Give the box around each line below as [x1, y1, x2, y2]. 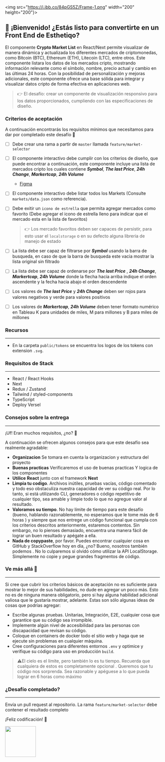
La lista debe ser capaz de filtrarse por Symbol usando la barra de [12, 248, 147, 254]
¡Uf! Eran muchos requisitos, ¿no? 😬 [5, 430, 78, 436]
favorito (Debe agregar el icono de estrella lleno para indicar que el [12, 211, 148, 217]
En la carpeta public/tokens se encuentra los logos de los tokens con [12, 342, 153, 348]
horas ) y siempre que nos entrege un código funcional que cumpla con [12, 517, 158, 523]
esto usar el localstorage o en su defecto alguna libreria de [24, 233, 145, 239]
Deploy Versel [12, 402, 41, 408]
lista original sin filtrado [12, 259, 60, 264]
